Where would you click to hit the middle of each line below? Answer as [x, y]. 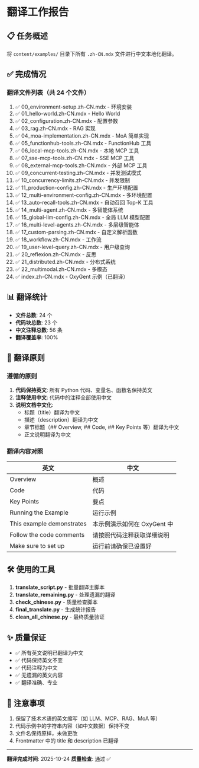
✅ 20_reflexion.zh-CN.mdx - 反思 [56, 254]
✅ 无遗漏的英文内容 [39, 675]
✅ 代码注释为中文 [36, 668]
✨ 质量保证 [27, 637]
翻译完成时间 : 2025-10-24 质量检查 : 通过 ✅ [59, 759]
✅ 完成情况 [27, 74]
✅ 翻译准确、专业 [36, 683]
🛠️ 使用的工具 [31, 569]
